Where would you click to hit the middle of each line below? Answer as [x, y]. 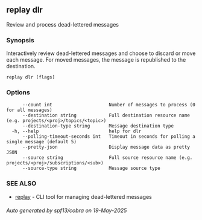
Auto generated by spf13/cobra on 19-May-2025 [67, 210]
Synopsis [20, 40]
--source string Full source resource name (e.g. [107, 158]
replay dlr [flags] [31, 77]
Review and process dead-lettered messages [63, 24]
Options [18, 92]
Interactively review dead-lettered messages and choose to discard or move [101, 53]
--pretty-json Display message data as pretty [106, 147]
